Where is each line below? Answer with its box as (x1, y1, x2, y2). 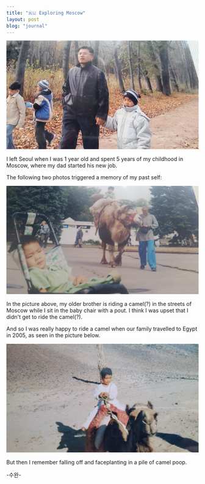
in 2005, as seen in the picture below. (6, 332, 101, 339)
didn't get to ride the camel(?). (6, 313, 83, 321)
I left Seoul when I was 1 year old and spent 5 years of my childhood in (6, 155, 184, 162)
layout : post (6, 16, 40, 23)
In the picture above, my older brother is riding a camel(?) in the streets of (6, 300, 192, 308)
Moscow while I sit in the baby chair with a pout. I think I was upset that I (6, 307, 189, 315)
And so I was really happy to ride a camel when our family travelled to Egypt (6, 325, 198, 333)
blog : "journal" (6, 23, 48, 29)
